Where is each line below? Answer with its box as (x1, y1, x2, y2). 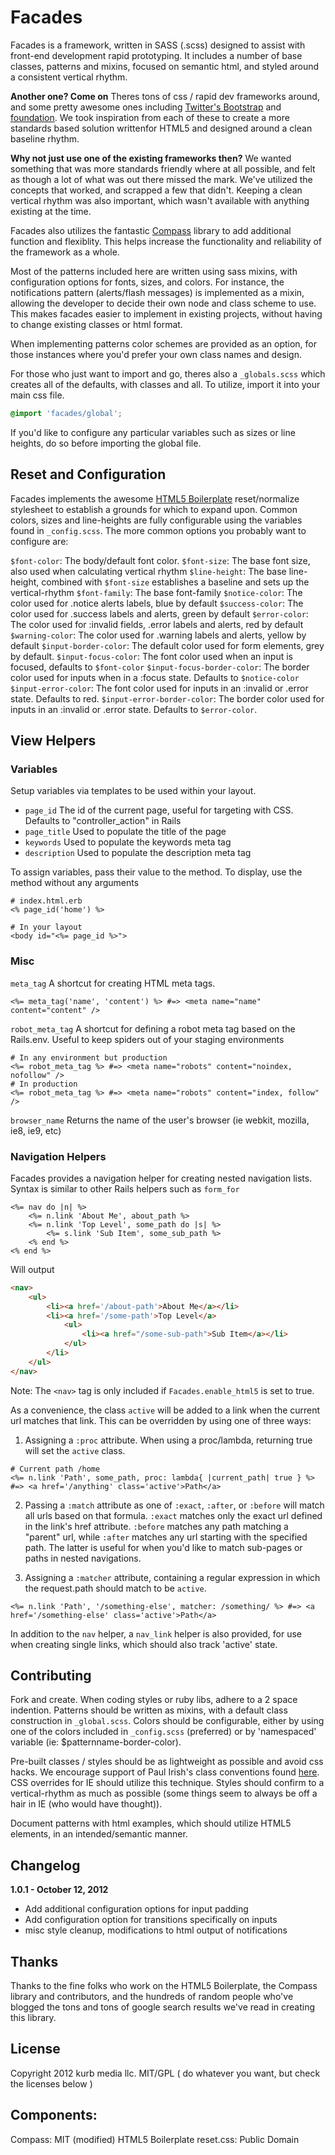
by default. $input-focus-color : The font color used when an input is (10, 650, 294, 662)
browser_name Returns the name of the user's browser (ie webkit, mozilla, (10, 1114, 310, 1126)
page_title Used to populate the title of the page (24, 826, 227, 838)
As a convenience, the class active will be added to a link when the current (10, 1404, 321, 1416)
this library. (10, 2012, 57, 2024)
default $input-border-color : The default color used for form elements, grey (10, 639, 325, 651)
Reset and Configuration (10, 466, 167, 483)
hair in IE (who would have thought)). (10, 1798, 163, 1810)
